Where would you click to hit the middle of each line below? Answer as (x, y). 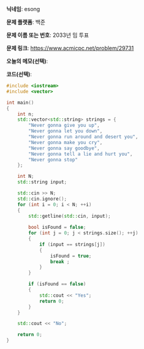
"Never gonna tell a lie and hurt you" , (81, 154)
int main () (20, 102)
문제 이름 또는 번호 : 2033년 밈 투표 (48, 35)
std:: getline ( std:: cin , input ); (70, 216)
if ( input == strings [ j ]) (72, 244)
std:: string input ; (42, 182)
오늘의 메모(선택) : (27, 61)
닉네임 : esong (23, 9)
